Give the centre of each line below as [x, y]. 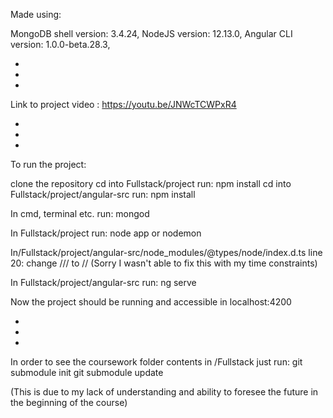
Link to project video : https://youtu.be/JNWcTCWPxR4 [123, 104]
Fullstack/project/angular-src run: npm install [103, 194]
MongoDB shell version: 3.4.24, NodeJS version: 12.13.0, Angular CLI [151, 33]
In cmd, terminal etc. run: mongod [80, 213]
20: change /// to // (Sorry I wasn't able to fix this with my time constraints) [164, 263]
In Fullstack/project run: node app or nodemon [106, 233]
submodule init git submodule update [87, 372]
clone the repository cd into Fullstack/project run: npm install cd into [151, 183]
